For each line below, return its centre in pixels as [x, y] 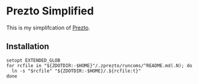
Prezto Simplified [50, 11]
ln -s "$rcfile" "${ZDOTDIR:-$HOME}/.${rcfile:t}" [76, 71]
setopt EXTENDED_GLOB [33, 60]
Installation [28, 46]
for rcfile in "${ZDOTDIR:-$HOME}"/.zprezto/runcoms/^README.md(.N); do [99, 65]
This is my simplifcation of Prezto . [48, 28]
